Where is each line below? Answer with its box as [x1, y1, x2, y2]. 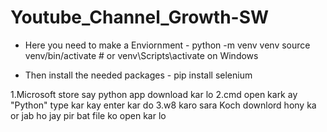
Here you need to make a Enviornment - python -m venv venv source [24, 39, 311, 51]
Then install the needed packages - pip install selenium [24, 69, 253, 81]
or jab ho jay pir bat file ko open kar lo [10, 109, 167, 121]
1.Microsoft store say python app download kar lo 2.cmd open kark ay [10, 88, 298, 100]
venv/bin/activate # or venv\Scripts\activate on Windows [24, 49, 259, 61]
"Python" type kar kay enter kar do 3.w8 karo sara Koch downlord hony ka [10, 99, 317, 111]
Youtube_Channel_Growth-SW [10, 6, 270, 29]
